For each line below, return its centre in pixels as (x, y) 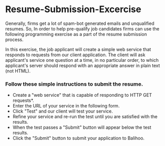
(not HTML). (18, 71)
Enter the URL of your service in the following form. (66, 106)
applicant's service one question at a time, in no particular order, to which (82, 60)
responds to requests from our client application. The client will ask (75, 55)
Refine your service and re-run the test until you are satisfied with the (85, 117)
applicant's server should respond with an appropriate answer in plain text (83, 65)
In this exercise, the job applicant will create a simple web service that (78, 49)
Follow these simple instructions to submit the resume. (74, 84)
